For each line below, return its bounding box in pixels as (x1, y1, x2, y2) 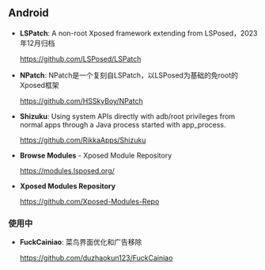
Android (8, 6, 49, 20)
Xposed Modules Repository (19, 181, 116, 191)
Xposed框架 (19, 80, 59, 89)
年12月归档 (19, 38, 55, 48)
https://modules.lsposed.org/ (19, 165, 115, 175)
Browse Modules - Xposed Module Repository (19, 150, 172, 160)
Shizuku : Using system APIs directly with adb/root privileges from (19, 111, 236, 121)
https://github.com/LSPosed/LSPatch (19, 54, 142, 63)
